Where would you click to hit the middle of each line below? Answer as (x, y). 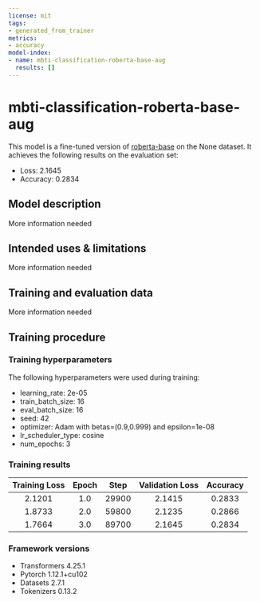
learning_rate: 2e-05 (53, 393)
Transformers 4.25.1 (53, 566)
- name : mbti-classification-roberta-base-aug (87, 61)
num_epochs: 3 (45, 444)
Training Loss (39, 485)
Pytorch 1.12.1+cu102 (53, 574)
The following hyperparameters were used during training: (104, 377)
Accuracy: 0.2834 (49, 179)
